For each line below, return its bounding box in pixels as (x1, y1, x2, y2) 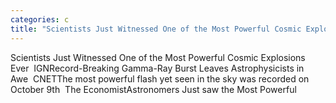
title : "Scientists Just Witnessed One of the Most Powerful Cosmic (10, 24, 302, 34)
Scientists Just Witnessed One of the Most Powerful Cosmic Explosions (10, 51, 306, 63)
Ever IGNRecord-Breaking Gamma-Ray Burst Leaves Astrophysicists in (10, 62, 305, 74)
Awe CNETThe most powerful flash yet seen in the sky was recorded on (10, 72, 310, 85)
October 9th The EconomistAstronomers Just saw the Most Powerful (10, 83, 297, 95)
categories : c (10, 14, 70, 25)
